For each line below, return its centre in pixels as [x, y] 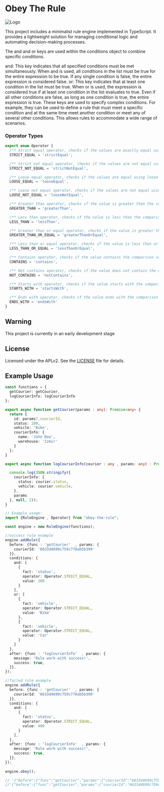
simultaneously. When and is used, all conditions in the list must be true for [80, 71]
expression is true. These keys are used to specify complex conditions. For [81, 102]
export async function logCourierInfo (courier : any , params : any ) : [78, 464]
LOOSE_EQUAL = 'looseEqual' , [39, 182]
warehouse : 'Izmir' [38, 442]
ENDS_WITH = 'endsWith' [33, 302]
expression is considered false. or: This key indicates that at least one [75, 82]
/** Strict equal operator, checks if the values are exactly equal [81, 150]
